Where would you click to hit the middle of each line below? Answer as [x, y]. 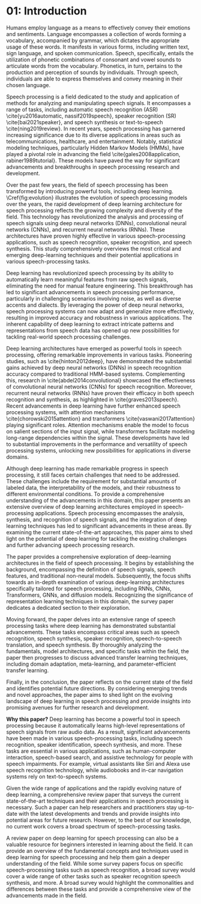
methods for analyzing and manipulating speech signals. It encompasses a [98, 103]
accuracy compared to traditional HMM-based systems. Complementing [96, 374]
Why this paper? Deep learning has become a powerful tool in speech [93, 719]
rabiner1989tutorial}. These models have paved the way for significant [93, 160]
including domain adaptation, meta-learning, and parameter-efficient [91, 664]
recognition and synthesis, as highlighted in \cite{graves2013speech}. [92, 399]
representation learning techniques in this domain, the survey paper [90, 601]
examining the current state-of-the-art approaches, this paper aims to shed [100, 532]
